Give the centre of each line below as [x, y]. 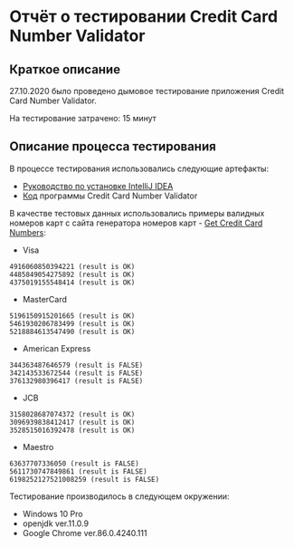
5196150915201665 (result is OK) [72, 316]
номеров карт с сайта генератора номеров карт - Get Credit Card [136, 223]
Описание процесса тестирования [113, 147]
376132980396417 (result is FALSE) [76, 381]
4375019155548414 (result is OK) [72, 283]
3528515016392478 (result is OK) [72, 430]
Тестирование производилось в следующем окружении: [119, 496]
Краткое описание [65, 69]
